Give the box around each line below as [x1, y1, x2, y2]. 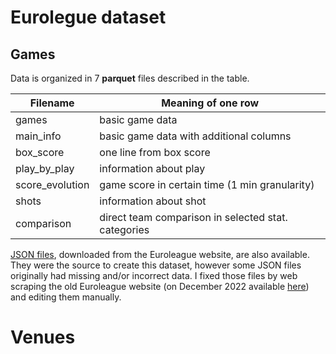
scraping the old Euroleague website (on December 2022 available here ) [10, 281, 310, 292]
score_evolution [15, 178, 90, 191]
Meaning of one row [161, 96, 260, 110]
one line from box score [99, 146, 211, 159]
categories [99, 223, 150, 236]
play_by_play [15, 162, 75, 175]
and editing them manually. [10, 291, 122, 303]
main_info [15, 129, 62, 143]
